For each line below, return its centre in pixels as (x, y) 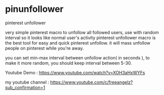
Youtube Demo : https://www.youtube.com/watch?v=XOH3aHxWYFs (75, 72)
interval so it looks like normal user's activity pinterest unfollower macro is (81, 38)
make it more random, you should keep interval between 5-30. (69, 63)
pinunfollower (34, 9)
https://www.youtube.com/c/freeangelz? (92, 82)
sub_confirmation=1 (25, 87)
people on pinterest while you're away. (44, 48)
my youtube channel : (27, 82)
